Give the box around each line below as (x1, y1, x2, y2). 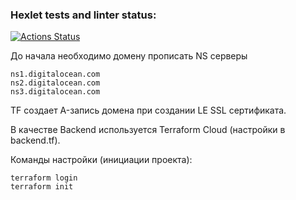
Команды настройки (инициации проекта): (10, 154, 193, 166)
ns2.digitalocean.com (10, 78, 101, 88)
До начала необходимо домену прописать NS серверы (10, 50, 248, 62)
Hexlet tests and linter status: (10, 8, 157, 22)
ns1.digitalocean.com (10, 69, 101, 80)
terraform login (10, 173, 78, 183)
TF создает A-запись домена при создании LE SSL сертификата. (10, 104, 287, 117)
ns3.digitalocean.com (10, 87, 101, 97)
